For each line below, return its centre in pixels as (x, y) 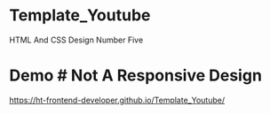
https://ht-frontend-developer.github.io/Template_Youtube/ (117, 100)
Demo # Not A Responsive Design (135, 76)
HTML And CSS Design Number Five (76, 40)
